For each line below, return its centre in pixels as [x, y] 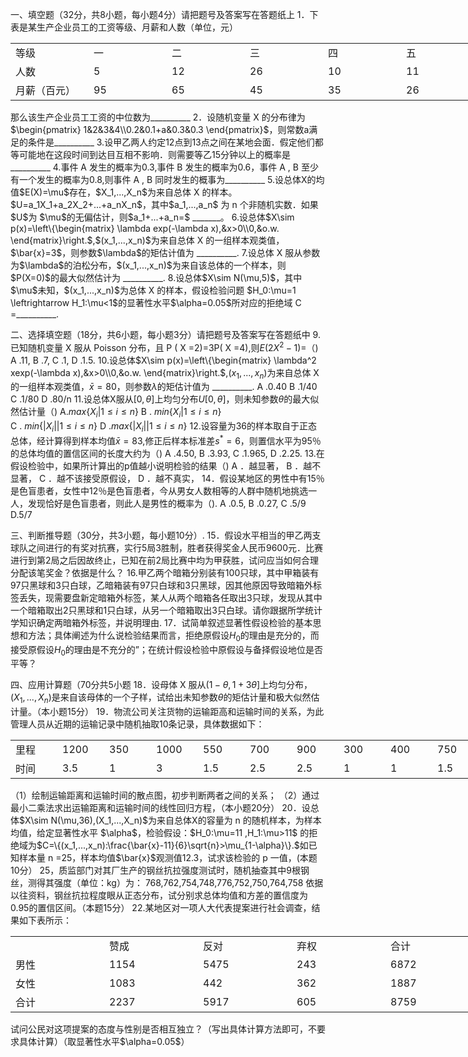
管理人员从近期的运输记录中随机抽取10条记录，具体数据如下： [137, 724]
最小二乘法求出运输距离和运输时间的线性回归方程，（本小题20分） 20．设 [160, 808]
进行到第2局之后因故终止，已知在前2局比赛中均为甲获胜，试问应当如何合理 [165, 560]
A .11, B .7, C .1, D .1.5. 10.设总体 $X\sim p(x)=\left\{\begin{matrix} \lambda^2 [163, 360]
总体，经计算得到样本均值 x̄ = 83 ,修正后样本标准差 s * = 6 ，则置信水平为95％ [166, 440]
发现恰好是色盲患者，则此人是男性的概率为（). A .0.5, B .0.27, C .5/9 [167, 503]
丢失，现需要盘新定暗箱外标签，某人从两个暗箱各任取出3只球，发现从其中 [170, 597]
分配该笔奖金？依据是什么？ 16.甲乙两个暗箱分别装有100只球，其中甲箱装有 [165, 572]
